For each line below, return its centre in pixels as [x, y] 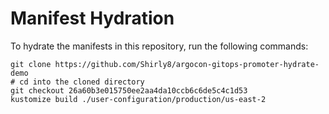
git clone [31, 64]
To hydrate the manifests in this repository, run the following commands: [159, 46]
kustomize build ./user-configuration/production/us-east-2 [138, 99]
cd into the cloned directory [82, 82]
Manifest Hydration [92, 18]
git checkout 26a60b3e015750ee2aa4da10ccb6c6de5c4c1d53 [129, 90]
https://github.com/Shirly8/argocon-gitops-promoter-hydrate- [187, 64]
